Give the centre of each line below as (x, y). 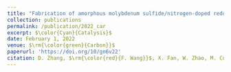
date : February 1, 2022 (41, 39)
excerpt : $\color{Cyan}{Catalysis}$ (59, 33)
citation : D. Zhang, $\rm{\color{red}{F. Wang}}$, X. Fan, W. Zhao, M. (112, 58)
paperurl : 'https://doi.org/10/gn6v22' (64, 52)
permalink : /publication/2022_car (57, 26)
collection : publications (44, 20)
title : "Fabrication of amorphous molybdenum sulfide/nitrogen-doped (109, 13)
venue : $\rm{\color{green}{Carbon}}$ (61, 45)
